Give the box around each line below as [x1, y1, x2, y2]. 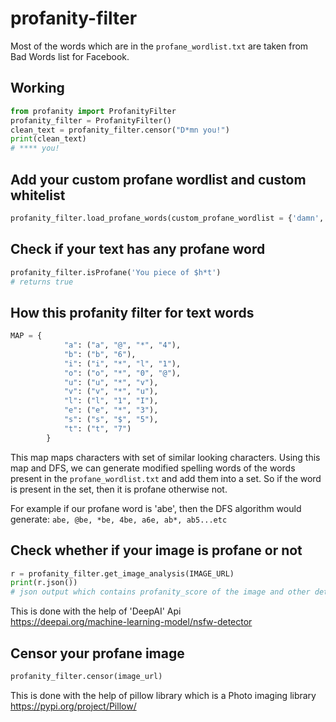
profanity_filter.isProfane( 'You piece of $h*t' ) [10, 267, 222, 277]
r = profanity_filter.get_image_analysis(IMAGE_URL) [10, 568, 235, 579]
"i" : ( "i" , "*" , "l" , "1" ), [63, 358, 182, 369]
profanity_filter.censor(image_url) [10, 671, 163, 681]
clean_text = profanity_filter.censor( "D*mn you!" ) [10, 125, 230, 135]
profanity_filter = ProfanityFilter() [10, 115, 172, 126]
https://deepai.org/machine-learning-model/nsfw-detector [10, 616, 253, 628]
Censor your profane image [10, 645, 185, 662]
